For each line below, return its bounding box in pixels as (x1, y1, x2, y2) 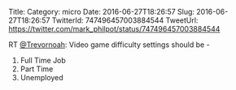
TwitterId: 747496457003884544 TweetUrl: (51, 15, 199, 25)
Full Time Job (20, 56, 67, 65)
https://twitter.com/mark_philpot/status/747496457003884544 (8, 24, 221, 33)
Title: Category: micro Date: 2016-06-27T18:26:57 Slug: (8, 7, 195, 16)
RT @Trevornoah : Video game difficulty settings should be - (8, 40, 210, 49)
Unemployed (20, 73, 63, 82)
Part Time (20, 64, 54, 74)
